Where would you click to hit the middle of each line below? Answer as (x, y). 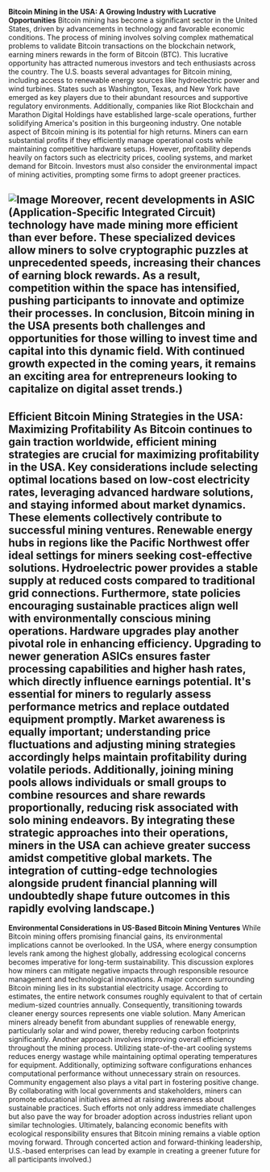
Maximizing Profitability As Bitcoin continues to (130, 429)
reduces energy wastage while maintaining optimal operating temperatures (133, 1057)
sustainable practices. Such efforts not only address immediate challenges (132, 1108)
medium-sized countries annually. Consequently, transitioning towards (126, 1005)
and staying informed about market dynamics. (127, 505)
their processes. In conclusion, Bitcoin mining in (132, 314)
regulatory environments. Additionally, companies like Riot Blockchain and (131, 106)
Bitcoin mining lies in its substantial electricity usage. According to (118, 988)
